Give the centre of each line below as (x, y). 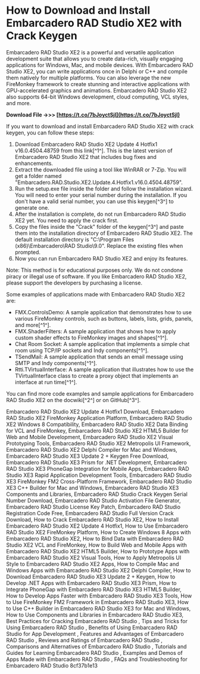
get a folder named (38, 176)
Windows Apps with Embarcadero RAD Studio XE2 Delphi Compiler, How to (99, 570)
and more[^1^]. (33, 325)
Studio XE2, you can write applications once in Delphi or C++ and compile (97, 71)
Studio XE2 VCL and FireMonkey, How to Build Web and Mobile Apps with (97, 545)
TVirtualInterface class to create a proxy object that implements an (96, 376)
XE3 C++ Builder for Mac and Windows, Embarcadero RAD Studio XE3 (93, 488)
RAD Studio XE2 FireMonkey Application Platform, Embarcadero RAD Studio (99, 418)
